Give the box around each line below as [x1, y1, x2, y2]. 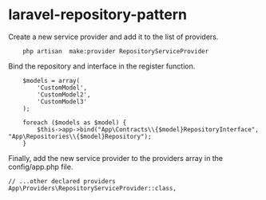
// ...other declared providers [8, 177, 116, 185]
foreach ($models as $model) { [22, 118, 127, 127]
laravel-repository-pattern [8, 6, 188, 24]
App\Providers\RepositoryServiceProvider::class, [8, 184, 177, 192]
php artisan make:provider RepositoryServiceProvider [22, 47, 209, 55]
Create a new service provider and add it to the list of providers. [8, 32, 219, 41]
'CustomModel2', [37, 90, 91, 99]
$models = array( [22, 76, 81, 84]
